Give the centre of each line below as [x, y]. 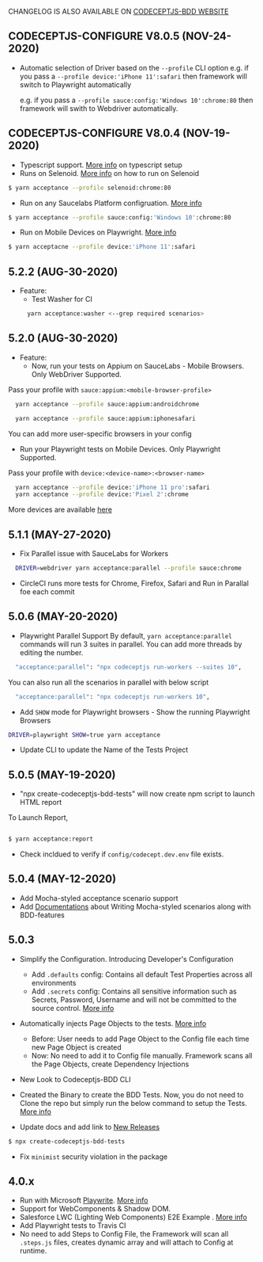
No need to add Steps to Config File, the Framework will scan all [124, 1234]
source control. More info [73, 1008]
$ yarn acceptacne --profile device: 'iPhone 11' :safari [102, 247]
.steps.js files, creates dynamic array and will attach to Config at [126, 1242]
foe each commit [47, 591]
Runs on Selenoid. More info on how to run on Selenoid [109, 173]
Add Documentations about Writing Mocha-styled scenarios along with [135, 906]
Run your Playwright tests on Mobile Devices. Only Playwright [120, 449]
